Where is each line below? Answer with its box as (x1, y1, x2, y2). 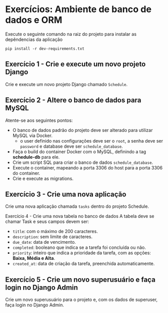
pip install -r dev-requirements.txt (5, 46, 85, 51)
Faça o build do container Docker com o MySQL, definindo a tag (12, 148, 146, 155)
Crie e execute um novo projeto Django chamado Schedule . (5, 81, 128, 87)
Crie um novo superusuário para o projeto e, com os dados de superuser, (5, 297, 158, 303)
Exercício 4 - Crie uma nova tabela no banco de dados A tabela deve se (5, 213, 155, 219)
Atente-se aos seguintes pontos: (5, 117, 73, 123)
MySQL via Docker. (12, 132, 53, 139)
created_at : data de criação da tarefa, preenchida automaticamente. (12, 260, 155, 266)
